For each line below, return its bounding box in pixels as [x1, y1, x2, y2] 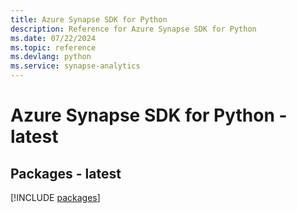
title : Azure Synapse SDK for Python [10, 14, 168, 25]
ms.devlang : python [10, 52, 92, 62]
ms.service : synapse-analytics [10, 61, 141, 71]
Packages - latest [10, 165, 122, 182]
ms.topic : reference [10, 42, 97, 53]
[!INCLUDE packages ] [10, 192, 101, 203]
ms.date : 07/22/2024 [10, 33, 97, 43]
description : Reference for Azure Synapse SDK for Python [10, 24, 257, 34]
